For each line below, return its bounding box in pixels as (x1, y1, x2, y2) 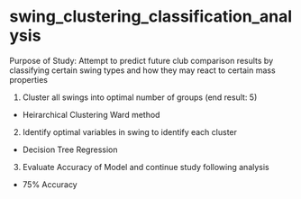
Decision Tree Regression (22, 144, 118, 155)
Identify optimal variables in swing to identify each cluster (22, 126, 237, 137)
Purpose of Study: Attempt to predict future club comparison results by (9, 55, 274, 66)
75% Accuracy (22, 178, 78, 190)
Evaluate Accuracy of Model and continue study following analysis (22, 161, 270, 172)
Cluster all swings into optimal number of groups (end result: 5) (22, 92, 258, 103)
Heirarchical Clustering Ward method (22, 109, 160, 120)
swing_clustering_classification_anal (9, 6, 293, 27)
